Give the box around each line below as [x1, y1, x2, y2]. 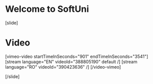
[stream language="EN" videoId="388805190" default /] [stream [5, 58, 138, 65]
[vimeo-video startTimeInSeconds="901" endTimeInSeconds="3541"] [5, 53, 149, 59]
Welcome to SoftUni [5, 3, 89, 15]
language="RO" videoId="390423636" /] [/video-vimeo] [5, 64, 121, 70]
